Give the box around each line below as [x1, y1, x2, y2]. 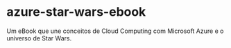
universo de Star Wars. [6, 34, 72, 42]
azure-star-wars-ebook [6, 4, 146, 20]
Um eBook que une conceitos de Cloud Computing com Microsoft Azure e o [6, 27, 224, 35]
